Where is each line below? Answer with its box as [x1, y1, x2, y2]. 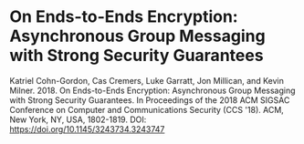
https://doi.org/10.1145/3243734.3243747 [9, 123, 165, 134]
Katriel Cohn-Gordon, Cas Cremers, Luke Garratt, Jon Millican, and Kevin [9, 75, 285, 86]
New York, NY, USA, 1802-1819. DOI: [9, 114, 147, 125]
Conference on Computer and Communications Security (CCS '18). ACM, [9, 104, 285, 115]
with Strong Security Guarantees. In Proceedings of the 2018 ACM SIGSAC [9, 94, 290, 106]
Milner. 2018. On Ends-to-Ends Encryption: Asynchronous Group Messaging [9, 85, 296, 96]
